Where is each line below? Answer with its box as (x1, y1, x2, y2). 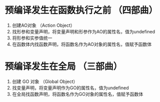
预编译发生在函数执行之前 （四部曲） (5, 5, 158, 16)
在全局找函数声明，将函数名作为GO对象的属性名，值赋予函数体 (12, 91, 143, 97)
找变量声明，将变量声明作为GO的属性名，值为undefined (12, 84, 129, 91)
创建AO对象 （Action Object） (12, 22, 75, 28)
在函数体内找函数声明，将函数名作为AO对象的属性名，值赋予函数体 (12, 41, 152, 47)
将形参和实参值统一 (12, 35, 53, 41)
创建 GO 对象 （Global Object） (12, 78, 78, 84)
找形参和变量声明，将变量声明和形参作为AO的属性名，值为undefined (12, 28, 155, 34)
